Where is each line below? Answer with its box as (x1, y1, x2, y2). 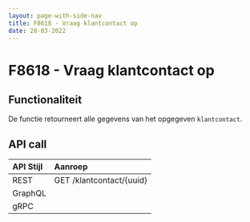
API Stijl (12, 161, 43, 172)
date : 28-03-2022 (8, 26, 67, 34)
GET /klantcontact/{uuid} (54, 175, 148, 186)
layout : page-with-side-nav (8, 11, 103, 20)
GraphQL (12, 188, 46, 199)
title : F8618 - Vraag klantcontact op (8, 19, 138, 27)
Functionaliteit (8, 93, 83, 107)
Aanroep (54, 161, 88, 172)
